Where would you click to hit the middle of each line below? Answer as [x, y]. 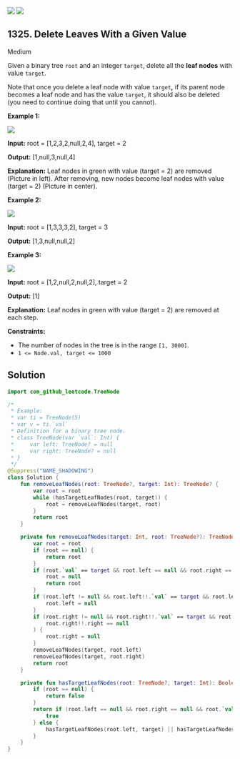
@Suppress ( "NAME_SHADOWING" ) [51, 471]
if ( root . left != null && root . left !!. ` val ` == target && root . [131, 597]
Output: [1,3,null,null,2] [41, 241]
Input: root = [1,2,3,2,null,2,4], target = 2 [67, 143]
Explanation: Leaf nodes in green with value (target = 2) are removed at [113, 309]
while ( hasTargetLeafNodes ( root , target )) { [100, 497]
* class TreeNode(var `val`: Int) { [65, 437]
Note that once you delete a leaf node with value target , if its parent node [116, 86]
